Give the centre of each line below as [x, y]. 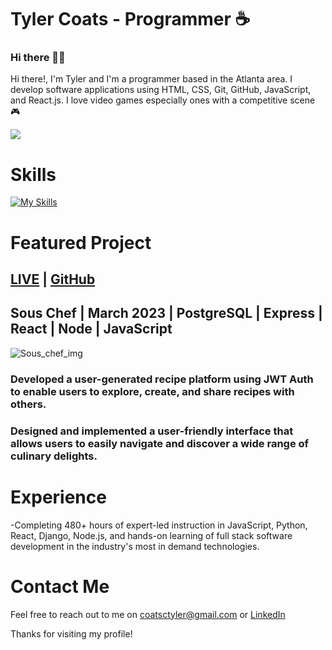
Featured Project [81, 242]
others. [28, 404]
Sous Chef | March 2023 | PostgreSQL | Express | [166, 313]
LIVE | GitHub [53, 279]
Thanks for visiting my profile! [71, 633]
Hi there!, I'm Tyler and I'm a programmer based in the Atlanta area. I [151, 79]
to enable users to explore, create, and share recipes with [152, 391]
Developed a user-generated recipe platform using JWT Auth [162, 379]
